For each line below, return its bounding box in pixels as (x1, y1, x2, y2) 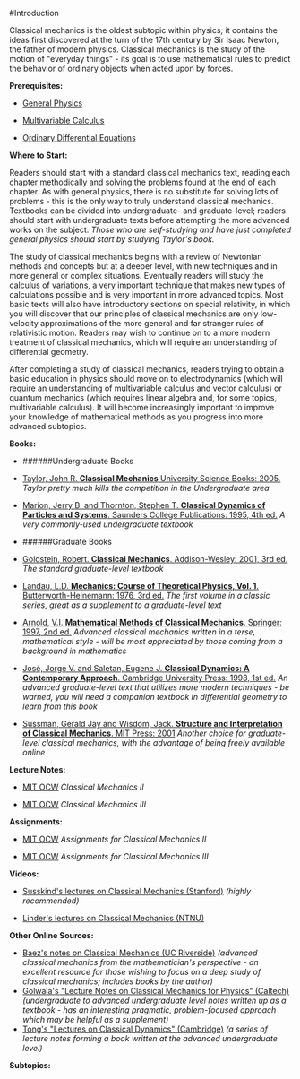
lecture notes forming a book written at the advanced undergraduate (21, 1033, 278, 1043)
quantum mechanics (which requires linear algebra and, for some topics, (9, 393, 278, 402)
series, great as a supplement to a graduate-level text (21, 600, 222, 610)
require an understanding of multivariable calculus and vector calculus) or (9, 383, 282, 393)
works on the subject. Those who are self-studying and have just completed (9, 224, 291, 235)
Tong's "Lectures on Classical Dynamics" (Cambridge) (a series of (21, 1023, 269, 1034)
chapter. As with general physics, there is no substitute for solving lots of (9, 186, 279, 196)
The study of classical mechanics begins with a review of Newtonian (9, 251, 262, 262)
